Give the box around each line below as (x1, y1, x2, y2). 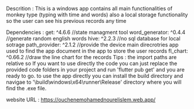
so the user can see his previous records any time (6, 18, 127, 24)
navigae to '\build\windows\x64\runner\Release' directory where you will (6, 79, 182, 86)
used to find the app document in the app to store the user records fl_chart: (6, 47, 189, 54)
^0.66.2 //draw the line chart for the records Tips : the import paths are (6, 54, 177, 60)
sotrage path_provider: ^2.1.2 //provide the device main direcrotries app (6, 41, 179, 48)
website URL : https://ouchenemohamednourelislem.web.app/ (6, 96, 156, 103)
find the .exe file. (6, 85, 47, 91)
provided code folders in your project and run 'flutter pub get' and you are (6, 66, 185, 73)
